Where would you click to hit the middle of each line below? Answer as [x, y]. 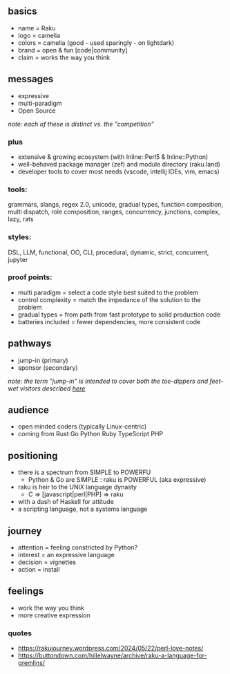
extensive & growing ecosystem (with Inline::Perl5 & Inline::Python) [113, 157]
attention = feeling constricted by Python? [77, 547]
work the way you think [51, 608]
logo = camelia [39, 35]
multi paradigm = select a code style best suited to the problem [108, 292]
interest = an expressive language [66, 555]
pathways [30, 344]
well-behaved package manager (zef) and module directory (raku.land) [119, 164]
